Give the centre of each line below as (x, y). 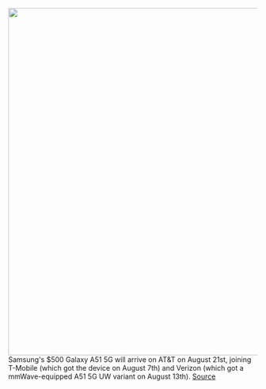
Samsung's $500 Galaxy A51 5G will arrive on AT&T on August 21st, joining (130, 360)
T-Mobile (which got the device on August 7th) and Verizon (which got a (126, 368)
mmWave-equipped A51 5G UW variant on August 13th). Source (112, 376)
